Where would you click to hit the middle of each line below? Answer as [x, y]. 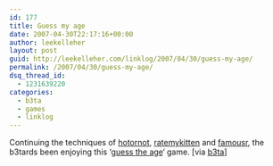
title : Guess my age [48, 26]
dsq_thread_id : [37, 76]
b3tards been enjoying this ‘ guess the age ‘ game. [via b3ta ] [118, 152]
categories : [31, 92]
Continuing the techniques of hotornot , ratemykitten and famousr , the [137, 143]
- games [32, 109]
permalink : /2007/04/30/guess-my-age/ [81, 68]
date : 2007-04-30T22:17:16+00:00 [71, 34]
